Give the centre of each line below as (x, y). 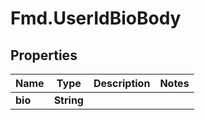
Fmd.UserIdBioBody (96, 18)
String (68, 100)
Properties (44, 55)
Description (122, 83)
